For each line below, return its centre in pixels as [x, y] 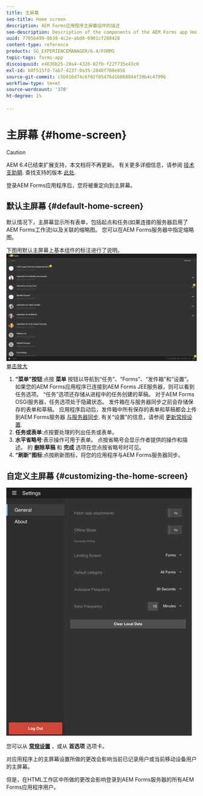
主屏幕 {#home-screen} [66, 135]
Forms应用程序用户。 [33, 787]
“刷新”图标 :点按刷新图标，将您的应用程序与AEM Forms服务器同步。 [99, 455]
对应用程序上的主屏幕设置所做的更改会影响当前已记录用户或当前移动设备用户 [101, 759]
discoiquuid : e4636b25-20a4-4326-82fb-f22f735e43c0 [72, 64]
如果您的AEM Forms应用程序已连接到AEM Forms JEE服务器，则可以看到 [105, 387]
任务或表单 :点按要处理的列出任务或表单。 [66, 432]
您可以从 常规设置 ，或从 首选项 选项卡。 [57, 746]
